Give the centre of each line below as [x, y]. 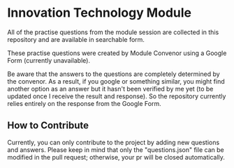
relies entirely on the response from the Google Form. [85, 103]
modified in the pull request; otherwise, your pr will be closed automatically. [116, 157]
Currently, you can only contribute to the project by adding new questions [114, 142]
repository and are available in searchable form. [76, 39]
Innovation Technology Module [100, 13]
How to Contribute [48, 126]
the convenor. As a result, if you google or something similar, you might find [116, 81]
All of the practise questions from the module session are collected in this [113, 32]
